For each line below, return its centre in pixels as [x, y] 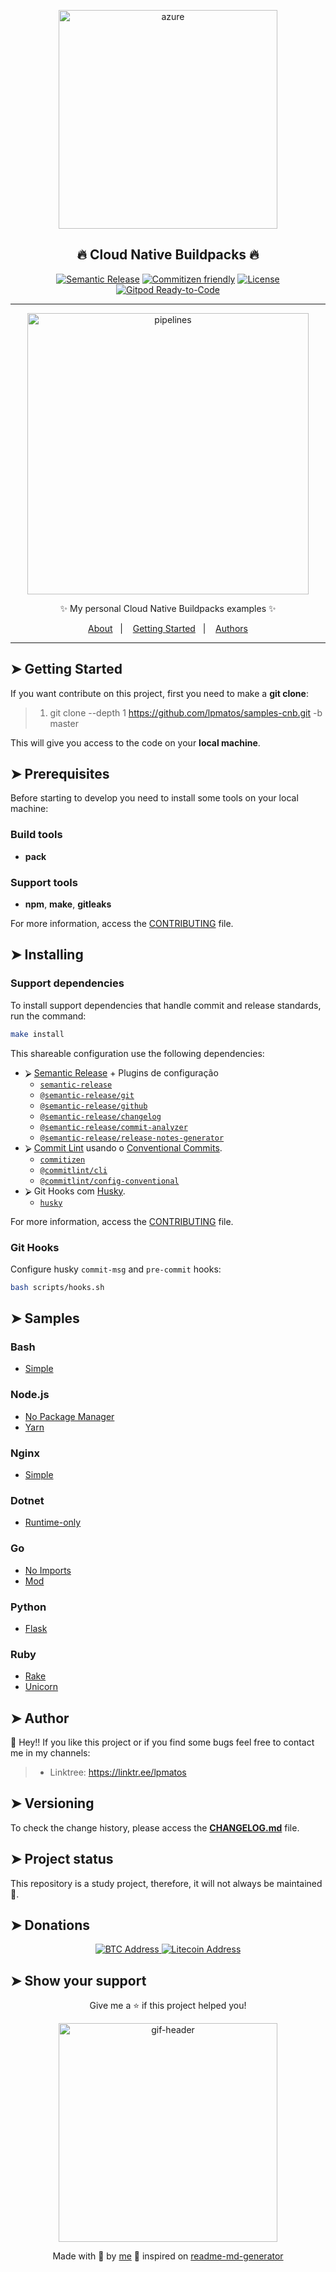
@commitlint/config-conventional [109, 1181]
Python [28, 1607]
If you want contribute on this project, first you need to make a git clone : [159, 693]
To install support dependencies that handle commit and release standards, [166, 1005]
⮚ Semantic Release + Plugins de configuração [121, 1072]
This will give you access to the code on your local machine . [135, 742]
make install [37, 1034]
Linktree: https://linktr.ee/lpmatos [118, 1772]
